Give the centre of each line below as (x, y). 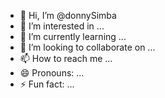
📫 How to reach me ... (66, 58)
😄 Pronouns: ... (52, 73)
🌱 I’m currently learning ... (73, 36)
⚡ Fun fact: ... (47, 84)
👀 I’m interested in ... (62, 26)
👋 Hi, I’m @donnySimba (68, 15)
